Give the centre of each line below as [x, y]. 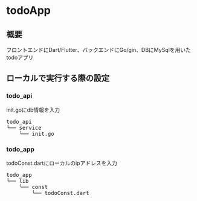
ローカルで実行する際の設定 [58, 78]
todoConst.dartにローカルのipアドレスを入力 [62, 163]
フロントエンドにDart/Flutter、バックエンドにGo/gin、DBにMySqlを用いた [99, 50]
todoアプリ [20, 57]
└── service [24, 128]
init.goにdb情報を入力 [33, 110]
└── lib [18, 181]
